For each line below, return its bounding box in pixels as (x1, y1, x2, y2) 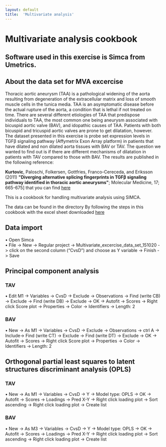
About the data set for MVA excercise (5, 77, 123, 86)
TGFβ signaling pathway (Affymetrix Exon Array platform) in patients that (5, 138, 154, 144)
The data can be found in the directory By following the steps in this (5, 204, 144, 210)
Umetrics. (5, 61, 37, 69)
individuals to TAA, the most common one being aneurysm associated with (5, 117, 158, 123)
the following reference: (5, 159, 54, 165)
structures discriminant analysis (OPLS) (5, 365, 131, 374)
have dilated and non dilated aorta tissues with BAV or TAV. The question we (5, 143, 161, 149)
